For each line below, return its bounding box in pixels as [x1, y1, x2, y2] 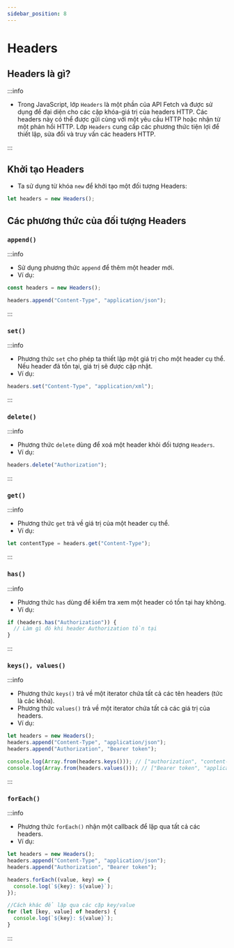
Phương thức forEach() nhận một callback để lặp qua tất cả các [17, 822, 201, 831]
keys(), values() [7, 662, 66, 670]
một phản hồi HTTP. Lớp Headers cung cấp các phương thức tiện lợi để [17, 122, 219, 131]
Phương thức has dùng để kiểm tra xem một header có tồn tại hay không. [17, 598, 226, 606]
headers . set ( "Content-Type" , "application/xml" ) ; [7, 383, 155, 390]
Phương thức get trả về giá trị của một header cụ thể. [17, 519, 170, 528]
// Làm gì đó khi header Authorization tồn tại [13, 625, 157, 632]
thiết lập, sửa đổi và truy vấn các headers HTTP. [17, 130, 156, 138]
